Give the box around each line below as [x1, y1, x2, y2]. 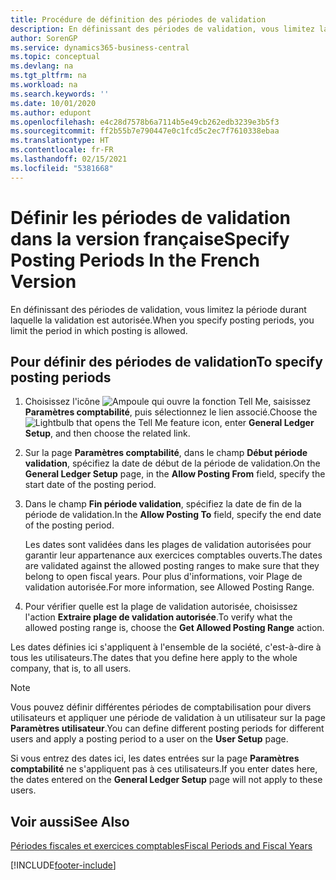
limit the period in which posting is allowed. [10, 324, 188, 336]
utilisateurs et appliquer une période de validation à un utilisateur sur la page [10, 712, 326, 724]
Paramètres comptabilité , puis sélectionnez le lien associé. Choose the [24, 406, 318, 418]
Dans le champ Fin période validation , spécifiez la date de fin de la [24, 498, 302, 510]
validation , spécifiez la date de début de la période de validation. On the [24, 457, 321, 470]
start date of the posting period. [24, 479, 157, 491]
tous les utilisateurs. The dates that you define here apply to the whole [10, 652, 298, 664]
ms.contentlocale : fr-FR [10, 145, 114, 155]
